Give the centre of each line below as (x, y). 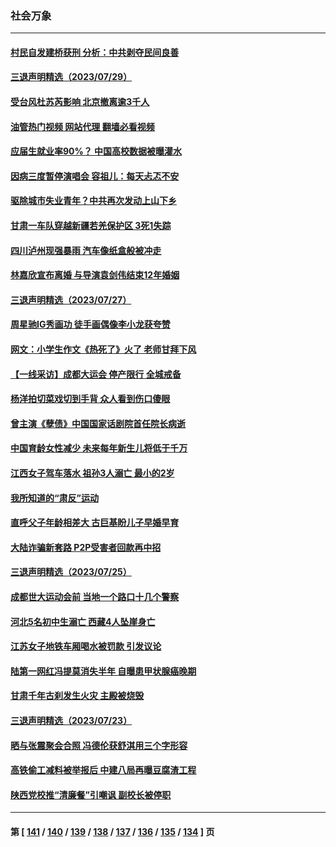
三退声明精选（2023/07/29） (71, 77)
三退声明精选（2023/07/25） (71, 572)
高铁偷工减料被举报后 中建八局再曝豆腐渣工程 (103, 770)
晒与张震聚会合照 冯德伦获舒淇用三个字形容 (99, 745)
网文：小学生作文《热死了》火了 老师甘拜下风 (103, 349)
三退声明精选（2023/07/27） (71, 299)
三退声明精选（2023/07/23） (71, 720)
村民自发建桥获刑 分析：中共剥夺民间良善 (95, 52)
